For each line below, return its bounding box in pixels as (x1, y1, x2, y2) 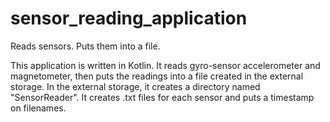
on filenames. (10, 102, 67, 114)
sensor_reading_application (10, 7, 248, 30)
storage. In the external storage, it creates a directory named (10, 80, 261, 92)
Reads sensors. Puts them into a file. (10, 40, 161, 52)
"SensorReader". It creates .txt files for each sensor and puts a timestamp (10, 91, 315, 103)
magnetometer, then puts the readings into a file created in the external (10, 70, 304, 82)
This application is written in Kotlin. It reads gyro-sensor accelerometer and (10, 59, 321, 71)
